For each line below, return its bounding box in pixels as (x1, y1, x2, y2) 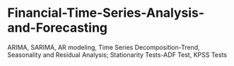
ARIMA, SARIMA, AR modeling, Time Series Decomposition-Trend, (7, 43, 200, 51)
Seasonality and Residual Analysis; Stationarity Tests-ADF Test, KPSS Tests (7, 51, 228, 59)
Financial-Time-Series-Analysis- (7, 5, 205, 21)
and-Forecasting (7, 20, 108, 36)
